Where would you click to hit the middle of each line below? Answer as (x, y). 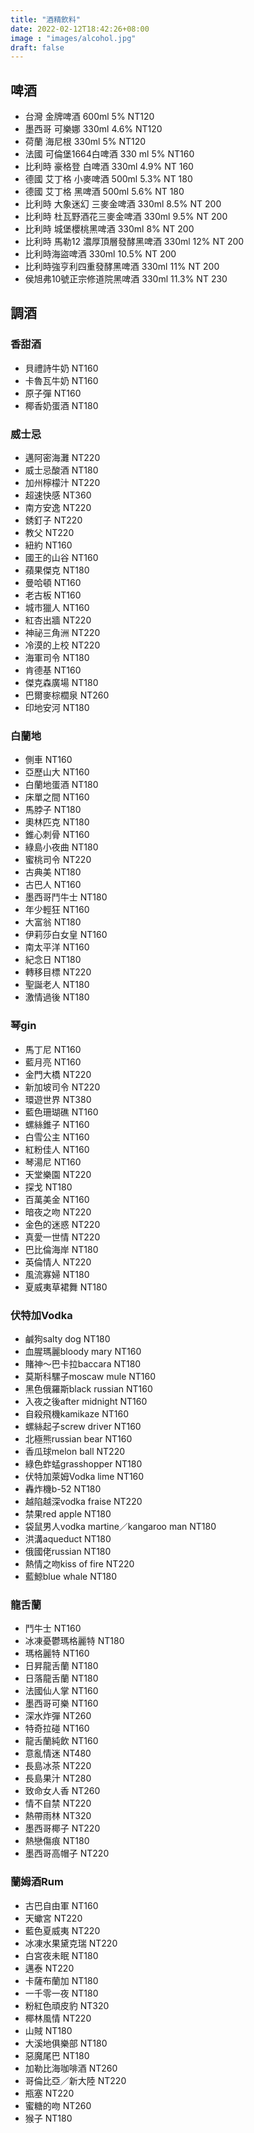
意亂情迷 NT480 (58, 1753)
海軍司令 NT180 (57, 658)
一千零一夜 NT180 (61, 1993)
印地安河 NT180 (57, 708)
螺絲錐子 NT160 (57, 1124)
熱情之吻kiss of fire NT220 (79, 1563)
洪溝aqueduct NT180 (68, 1538)
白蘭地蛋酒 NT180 (61, 785)
